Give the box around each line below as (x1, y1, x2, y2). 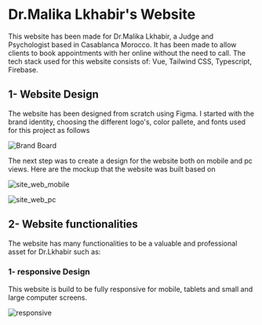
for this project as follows (8, 125, 90, 135)
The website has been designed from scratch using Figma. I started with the (8, 109, 255, 118)
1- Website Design (8, 88, 100, 102)
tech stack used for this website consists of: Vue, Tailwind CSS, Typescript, (8, 57, 253, 66)
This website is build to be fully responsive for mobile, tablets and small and (8, 284, 253, 294)
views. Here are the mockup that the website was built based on (8, 164, 216, 174)
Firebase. (8, 65, 39, 74)
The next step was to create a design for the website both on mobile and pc (8, 156, 253, 165)
